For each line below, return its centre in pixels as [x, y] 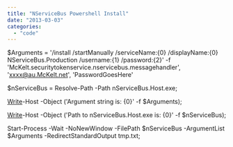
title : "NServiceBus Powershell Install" [68, 14]
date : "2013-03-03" [35, 20]
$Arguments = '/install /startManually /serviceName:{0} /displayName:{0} [113, 53]
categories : [24, 26]
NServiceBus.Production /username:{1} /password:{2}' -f [89, 60]
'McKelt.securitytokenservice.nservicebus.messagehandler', [94, 67]
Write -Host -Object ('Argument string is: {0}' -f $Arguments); [95, 102]
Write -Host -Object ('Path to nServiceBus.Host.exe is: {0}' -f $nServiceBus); [117, 115]
